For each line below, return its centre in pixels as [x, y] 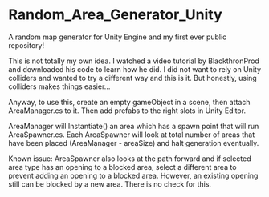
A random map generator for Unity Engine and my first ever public [118, 37]
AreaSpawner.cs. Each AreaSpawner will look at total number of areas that [132, 135]
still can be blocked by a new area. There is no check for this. [110, 184]
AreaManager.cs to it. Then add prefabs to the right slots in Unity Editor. [127, 111]
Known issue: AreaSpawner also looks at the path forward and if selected [130, 159]
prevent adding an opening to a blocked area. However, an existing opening [133, 175]
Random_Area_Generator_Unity [115, 15]
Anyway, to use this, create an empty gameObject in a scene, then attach [129, 102]
